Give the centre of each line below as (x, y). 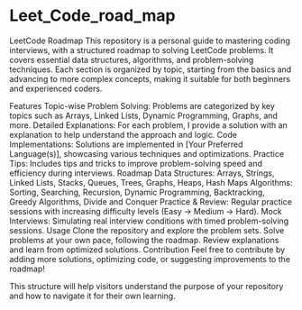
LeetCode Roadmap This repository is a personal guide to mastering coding (150, 41)
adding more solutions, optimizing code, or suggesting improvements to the (150, 259)
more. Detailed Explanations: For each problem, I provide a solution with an (149, 125)
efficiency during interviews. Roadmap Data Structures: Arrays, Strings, (142, 173)
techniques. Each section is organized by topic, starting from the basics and (151, 69)
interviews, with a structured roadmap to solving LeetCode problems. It (142, 50)
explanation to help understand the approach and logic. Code (123, 134)
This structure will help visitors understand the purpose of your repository (146, 286)
